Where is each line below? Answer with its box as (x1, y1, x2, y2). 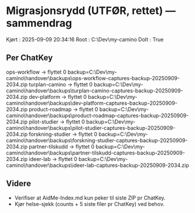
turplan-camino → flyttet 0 (29, 81, 93, 88)
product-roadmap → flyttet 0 (29, 105, 98, 112)
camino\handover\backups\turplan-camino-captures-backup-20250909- (6, 87, 183, 94)
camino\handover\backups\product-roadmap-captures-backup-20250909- (6, 112, 189, 119)
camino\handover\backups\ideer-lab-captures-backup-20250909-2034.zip (6, 162, 189, 169)
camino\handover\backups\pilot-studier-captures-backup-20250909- (6, 124, 176, 131)
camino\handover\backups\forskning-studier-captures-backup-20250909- (6, 136, 188, 144)
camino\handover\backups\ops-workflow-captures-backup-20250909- (6, 74, 180, 81)
